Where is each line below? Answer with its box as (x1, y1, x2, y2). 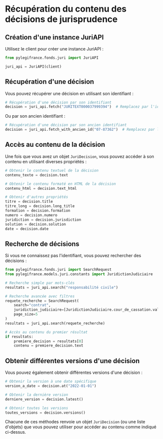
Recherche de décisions (5, 240, 80, 248)
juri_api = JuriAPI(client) (5, 64, 62, 69)
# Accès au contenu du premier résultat (5, 330, 88, 334)
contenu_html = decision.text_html (5, 186, 77, 191)
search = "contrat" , (14, 303, 51, 308)
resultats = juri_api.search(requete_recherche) (5, 321, 105, 326)
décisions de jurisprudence (5, 14, 118, 25)
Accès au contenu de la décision (5, 140, 105, 149)
